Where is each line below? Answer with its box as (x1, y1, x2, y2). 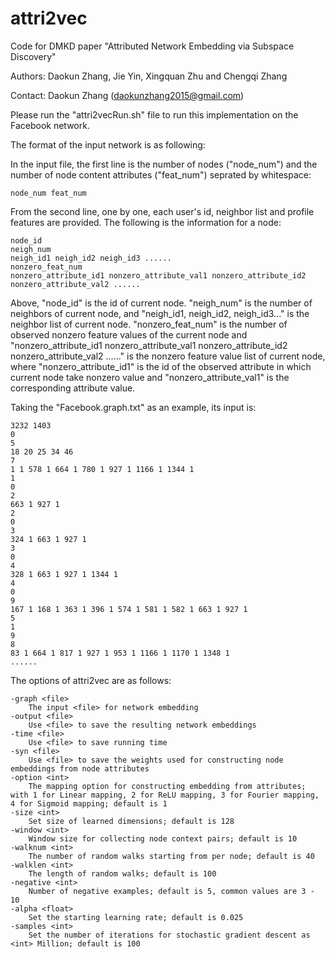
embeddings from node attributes (10, 763, 150, 774)
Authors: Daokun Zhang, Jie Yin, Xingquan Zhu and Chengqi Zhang (10, 70, 288, 82)
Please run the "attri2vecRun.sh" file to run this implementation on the (10, 108, 299, 121)
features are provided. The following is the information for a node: (10, 216, 282, 228)
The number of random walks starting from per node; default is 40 (28, 851, 315, 861)
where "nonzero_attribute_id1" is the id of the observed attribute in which (10, 360, 312, 372)
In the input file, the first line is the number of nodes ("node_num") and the (10, 158, 318, 170)
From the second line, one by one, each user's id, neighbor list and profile (10, 205, 315, 217)
